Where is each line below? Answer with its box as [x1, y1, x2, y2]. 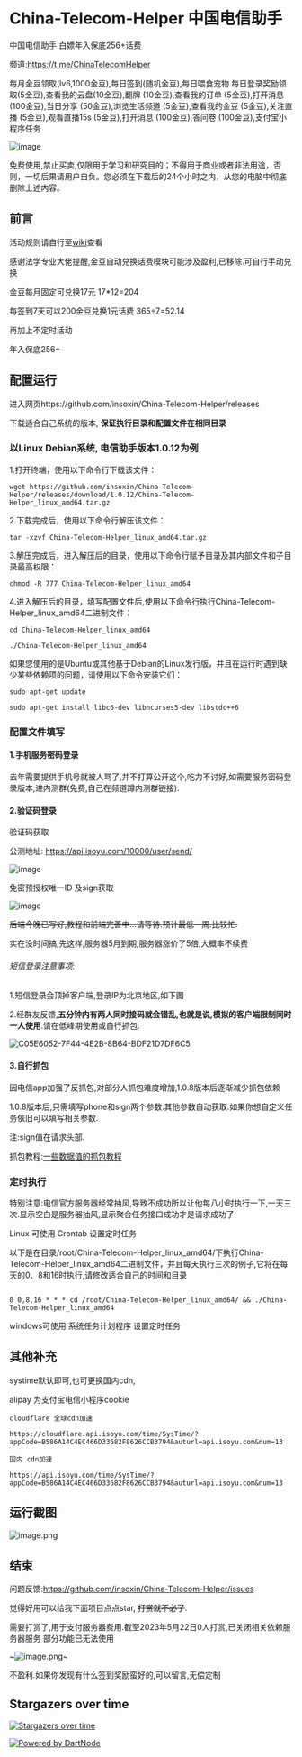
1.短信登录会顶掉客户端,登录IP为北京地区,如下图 [9, 990, 184, 1001]
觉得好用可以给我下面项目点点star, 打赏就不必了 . [9, 1603, 188, 1614]
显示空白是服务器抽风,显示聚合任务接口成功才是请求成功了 [19, 1208, 235, 1219]
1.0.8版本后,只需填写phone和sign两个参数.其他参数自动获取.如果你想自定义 [9, 1101, 285, 1112]
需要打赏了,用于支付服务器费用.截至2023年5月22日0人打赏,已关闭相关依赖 [9, 1622, 283, 1633]
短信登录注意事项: [9, 960, 75, 971]
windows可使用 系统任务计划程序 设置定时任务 [9, 1320, 182, 1331]
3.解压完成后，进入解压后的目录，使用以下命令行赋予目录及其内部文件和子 [9, 550, 285, 560]
